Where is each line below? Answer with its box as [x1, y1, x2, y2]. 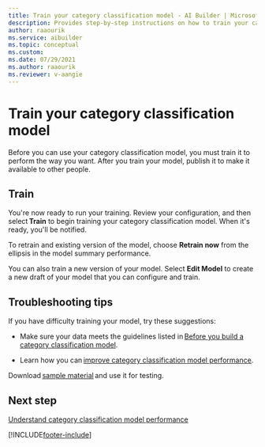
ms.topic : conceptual [8, 41, 80, 49]
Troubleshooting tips [8, 295, 113, 309]
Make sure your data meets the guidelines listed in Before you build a [19, 331, 244, 341]
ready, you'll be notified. [8, 225, 87, 234]
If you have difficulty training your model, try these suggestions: [8, 316, 217, 326]
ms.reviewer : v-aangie [8, 70, 83, 78]
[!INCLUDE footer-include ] [8, 430, 92, 439]
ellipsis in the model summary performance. [8, 248, 151, 258]
